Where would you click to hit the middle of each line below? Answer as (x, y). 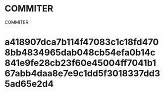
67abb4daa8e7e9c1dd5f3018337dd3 (82, 74)
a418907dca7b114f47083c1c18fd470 (82, 42)
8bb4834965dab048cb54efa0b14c (80, 53)
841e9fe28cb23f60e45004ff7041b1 (81, 63)
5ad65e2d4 (29, 84)
